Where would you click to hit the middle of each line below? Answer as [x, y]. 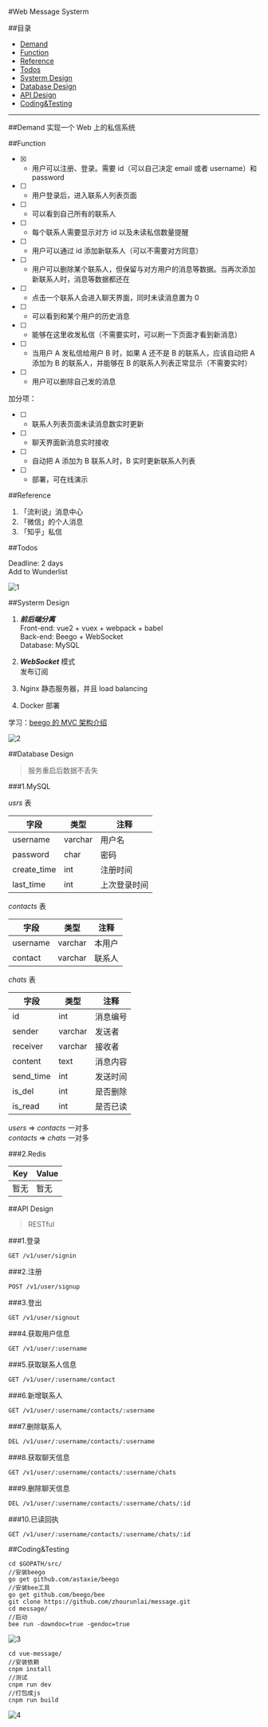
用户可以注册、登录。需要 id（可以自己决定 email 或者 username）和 [144, 168]
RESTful [41, 1224]
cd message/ [28, 1609]
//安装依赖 [24, 1662]
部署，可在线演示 [60, 479]
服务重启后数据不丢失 [63, 770]
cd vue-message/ [35, 1654]
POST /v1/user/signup [44, 1287]
